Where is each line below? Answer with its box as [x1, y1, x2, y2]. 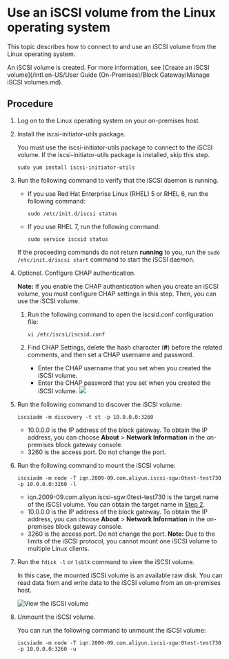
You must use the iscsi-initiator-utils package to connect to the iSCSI [17, 143, 213, 152]
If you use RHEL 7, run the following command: [27, 222, 161, 231]
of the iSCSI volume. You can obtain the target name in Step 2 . [27, 500, 206, 508]
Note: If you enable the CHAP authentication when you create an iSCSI [17, 282, 219, 290]
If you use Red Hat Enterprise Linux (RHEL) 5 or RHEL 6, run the [27, 189, 209, 198]
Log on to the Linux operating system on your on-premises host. [17, 116, 201, 125]
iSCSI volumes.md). [7, 78, 63, 86]
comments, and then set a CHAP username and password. [27, 350, 195, 359]
